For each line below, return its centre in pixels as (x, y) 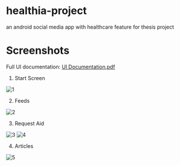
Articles (24, 146)
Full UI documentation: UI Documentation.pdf (61, 67)
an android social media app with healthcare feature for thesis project (90, 27)
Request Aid (29, 123)
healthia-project (46, 11)
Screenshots (38, 51)
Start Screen (30, 78)
